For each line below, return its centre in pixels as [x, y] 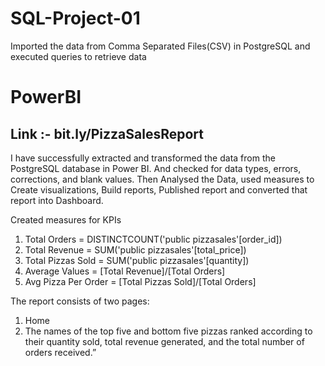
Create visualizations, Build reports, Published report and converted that [159, 189]
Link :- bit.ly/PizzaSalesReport [107, 133]
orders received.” [60, 352]
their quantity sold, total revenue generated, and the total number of [164, 341]
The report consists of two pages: [80, 301]
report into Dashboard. [57, 200]
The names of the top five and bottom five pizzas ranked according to [168, 331]
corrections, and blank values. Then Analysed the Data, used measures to [162, 179]
